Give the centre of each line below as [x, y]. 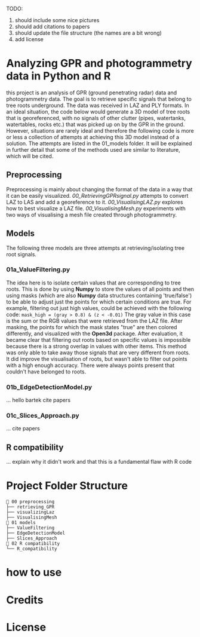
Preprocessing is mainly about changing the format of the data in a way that [99, 189]
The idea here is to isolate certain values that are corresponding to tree [93, 283]
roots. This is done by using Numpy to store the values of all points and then [100, 289]
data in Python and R [59, 76]
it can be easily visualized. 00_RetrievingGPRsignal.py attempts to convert [97, 195]
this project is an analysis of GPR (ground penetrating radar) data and [92, 93]
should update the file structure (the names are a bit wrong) [88, 33]
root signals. [21, 254]
